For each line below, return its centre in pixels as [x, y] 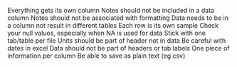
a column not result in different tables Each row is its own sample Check [113, 25]
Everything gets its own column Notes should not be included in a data [111, 10]
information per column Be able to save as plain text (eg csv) [96, 56]
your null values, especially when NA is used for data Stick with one [107, 33]
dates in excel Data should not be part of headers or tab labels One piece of [118, 48]
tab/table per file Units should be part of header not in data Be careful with [117, 41]
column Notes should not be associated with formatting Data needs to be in [118, 18]
